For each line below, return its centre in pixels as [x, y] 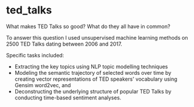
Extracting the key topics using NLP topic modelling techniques [91, 66]
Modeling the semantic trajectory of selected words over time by [93, 73]
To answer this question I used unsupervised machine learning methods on [97, 37]
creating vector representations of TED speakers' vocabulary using [96, 79]
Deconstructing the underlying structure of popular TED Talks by [93, 91]
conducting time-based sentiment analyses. [68, 98]
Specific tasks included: [35, 55]
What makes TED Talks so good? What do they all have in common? [88, 26]
